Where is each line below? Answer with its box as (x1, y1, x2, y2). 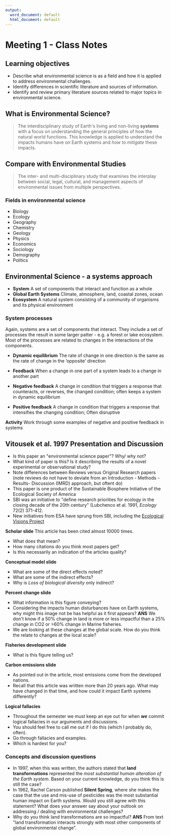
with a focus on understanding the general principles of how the (17, 128, 153, 134)
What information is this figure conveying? (12, 599, 102, 606)
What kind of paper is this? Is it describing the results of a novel (12, 459, 147, 465)
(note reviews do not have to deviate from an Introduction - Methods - (12, 475, 160, 481)
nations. (12, 677, 30, 683)
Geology (12, 230, 31, 236)
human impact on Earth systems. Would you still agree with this (12, 797, 146, 803)
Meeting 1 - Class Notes (5, 39, 108, 51)
